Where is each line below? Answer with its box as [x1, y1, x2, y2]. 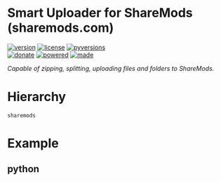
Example [7, 136, 59, 152]
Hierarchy [7, 89, 67, 105]
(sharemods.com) [7, 20, 114, 36]
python [7, 163, 40, 175]
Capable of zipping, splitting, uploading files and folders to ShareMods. [7, 64, 215, 72]
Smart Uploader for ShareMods [7, 5, 193, 21]
